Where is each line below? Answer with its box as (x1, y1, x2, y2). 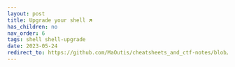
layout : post (7, 10, 45, 17)
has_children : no (7, 23, 58, 30)
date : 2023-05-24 (7, 43, 58, 50)
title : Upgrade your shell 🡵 (7, 17, 93, 24)
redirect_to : (7, 50, 45, 57)
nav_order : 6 (7, 29, 45, 37)
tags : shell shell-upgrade (7, 36, 86, 43)
